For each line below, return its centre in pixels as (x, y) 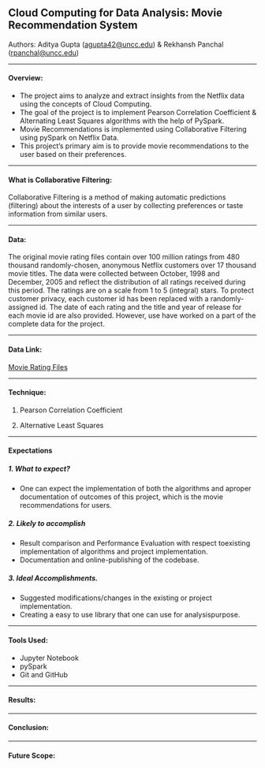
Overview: (26, 78)
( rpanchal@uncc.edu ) (44, 52)
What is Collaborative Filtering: (60, 180)
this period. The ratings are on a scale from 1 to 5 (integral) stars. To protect (131, 290)
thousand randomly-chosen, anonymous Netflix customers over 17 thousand (132, 265)
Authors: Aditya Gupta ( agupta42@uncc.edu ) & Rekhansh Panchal (116, 44)
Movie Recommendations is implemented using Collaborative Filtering (133, 129)
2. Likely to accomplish (47, 523)
